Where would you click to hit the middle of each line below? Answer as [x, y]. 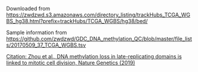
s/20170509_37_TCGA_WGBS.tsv [46, 45]
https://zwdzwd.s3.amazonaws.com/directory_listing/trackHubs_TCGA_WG [98, 15]
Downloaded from [28, 9]
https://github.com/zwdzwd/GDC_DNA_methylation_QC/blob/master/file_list [99, 39]
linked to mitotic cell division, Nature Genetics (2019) [71, 63]
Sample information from [37, 32]
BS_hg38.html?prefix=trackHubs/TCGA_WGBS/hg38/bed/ [77, 21]
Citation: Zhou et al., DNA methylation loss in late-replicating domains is [94, 56]
